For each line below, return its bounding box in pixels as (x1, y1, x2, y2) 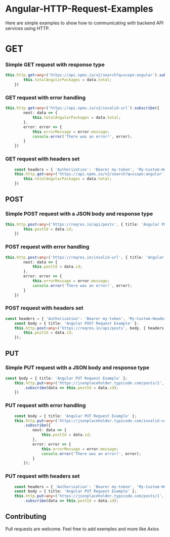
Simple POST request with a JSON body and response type (5, 210, 153, 217)
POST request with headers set (5, 305, 83, 312)
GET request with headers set (5, 155, 80, 162)
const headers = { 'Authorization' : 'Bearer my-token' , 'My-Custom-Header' (5, 316, 168, 321)
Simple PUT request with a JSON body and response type (5, 364, 150, 371)
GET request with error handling (5, 94, 86, 101)
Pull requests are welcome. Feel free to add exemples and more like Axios (5, 526, 159, 532)
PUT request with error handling (5, 402, 86, 409)
